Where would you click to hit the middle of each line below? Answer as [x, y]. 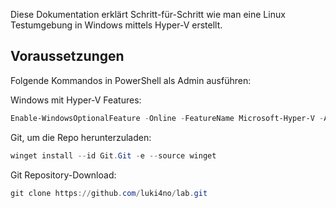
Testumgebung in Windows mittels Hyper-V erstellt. [116, 25]
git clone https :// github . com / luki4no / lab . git [109, 193]
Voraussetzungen [67, 56]
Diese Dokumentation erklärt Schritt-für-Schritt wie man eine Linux [148, 14]
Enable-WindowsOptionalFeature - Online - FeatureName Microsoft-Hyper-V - [167, 118]
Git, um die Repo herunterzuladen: [81, 137]
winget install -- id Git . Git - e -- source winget [113, 155]
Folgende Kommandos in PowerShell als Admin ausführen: [131, 80]
